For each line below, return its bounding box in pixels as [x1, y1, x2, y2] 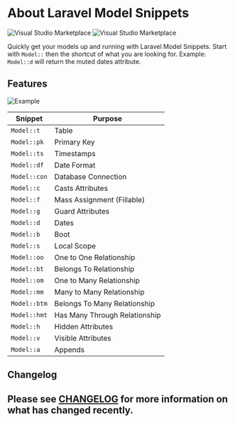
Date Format [54, 160, 96, 170]
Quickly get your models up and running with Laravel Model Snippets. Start [7, 42, 227, 50]
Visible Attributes [54, 333, 111, 343]
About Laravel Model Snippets [7, 5, 190, 21]
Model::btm [11, 300, 48, 307]
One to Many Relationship [54, 275, 141, 285]
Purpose [93, 114, 123, 123]
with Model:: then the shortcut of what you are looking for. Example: [7, 50, 207, 58]
